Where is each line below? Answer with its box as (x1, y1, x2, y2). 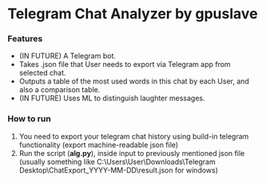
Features (7, 33, 43, 45)
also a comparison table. (18, 85, 101, 95)
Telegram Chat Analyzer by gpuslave (7, 5, 258, 23)
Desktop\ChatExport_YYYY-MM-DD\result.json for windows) (18, 165, 219, 175)
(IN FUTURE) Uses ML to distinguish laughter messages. (18, 93, 205, 103)
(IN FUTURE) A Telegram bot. (18, 51, 117, 60)
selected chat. (18, 68, 66, 78)
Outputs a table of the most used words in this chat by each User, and (18, 76, 249, 86)
